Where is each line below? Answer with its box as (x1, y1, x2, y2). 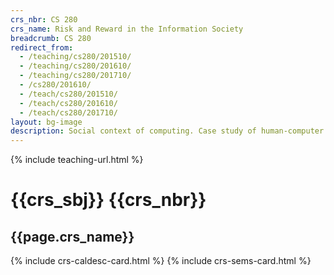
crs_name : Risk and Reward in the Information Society (10, 24, 244, 34)
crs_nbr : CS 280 (10, 14, 78, 25)
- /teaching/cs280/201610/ (19, 61, 132, 71)
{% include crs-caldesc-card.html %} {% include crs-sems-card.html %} (10, 255, 312, 267)
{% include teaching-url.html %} (10, 154, 144, 166)
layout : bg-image (10, 117, 83, 127)
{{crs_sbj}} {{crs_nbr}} (10, 189, 207, 211)
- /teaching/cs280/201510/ (19, 52, 132, 62)
